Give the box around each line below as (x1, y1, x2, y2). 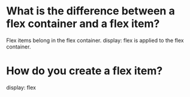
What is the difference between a (6, 4, 175, 18)
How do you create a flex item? (6, 64, 163, 78)
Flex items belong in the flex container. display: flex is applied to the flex (6, 37, 184, 44)
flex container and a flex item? (6, 17, 160, 31)
